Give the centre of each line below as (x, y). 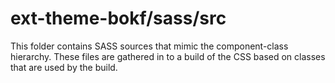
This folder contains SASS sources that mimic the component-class (149, 46)
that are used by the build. (64, 67)
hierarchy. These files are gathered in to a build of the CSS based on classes (168, 56)
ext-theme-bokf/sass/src (118, 18)
